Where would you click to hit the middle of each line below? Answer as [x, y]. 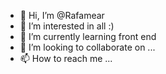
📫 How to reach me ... [66, 58]
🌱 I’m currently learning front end [88, 36]
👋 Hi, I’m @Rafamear [62, 15]
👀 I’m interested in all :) [67, 26]
